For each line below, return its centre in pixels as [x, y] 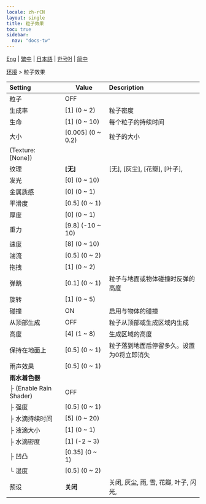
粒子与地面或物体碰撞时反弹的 [152, 279]
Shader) [21, 396]
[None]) [21, 158]
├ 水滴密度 [25, 442]
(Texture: [22, 150]
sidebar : [17, 35]
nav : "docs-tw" [31, 41]
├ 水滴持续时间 [31, 419]
